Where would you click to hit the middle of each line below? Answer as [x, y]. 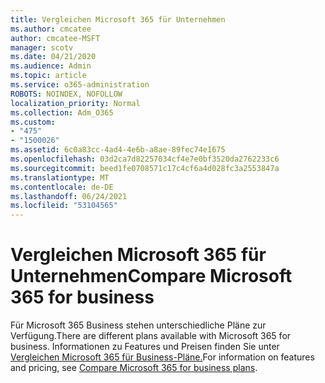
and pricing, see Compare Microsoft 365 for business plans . [134, 368]
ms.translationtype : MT [60, 177]
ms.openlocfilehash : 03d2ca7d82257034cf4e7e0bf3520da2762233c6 [145, 159]
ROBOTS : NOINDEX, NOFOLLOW [66, 94]
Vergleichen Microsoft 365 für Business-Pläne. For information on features [162, 357]
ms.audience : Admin [51, 66]
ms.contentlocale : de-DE [62, 187]
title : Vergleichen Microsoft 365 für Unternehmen [118, 19]
